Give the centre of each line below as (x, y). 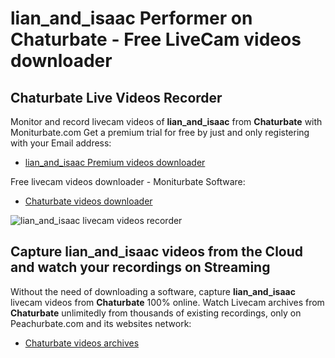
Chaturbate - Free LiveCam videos (156, 39)
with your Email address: (61, 143)
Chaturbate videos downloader (88, 201)
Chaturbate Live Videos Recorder (116, 97)
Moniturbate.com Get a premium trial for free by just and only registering (160, 132)
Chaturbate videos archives (82, 343)
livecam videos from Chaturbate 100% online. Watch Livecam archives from (167, 302)
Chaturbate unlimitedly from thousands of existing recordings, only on (156, 313)
